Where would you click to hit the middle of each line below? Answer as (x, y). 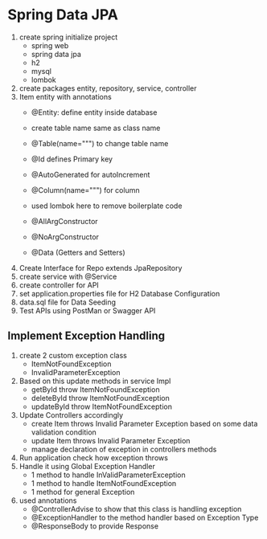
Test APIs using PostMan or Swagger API (87, 310)
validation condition (64, 432)
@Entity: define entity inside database (94, 112)
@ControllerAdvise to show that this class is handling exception (136, 508)
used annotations (48, 500)
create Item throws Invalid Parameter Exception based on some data (144, 423)
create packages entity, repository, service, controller (108, 88)
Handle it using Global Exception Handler (87, 466)
